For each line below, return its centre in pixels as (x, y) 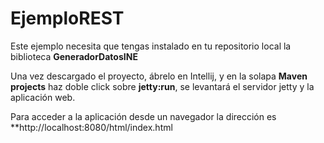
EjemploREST (67, 18)
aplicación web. (43, 97)
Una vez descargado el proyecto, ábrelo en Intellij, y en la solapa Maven (159, 76)
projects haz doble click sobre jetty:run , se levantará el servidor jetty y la (162, 86)
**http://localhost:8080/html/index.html (91, 127)
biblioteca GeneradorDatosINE (74, 56)
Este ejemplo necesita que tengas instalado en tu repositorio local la (151, 46)
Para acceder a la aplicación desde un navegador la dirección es (143, 116)
